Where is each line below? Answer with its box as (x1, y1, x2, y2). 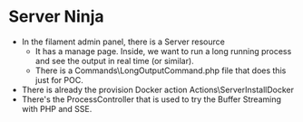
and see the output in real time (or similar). (34, 55, 194, 66)
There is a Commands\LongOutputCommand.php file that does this (34, 65, 287, 76)
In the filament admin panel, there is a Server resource (21, 36, 226, 47)
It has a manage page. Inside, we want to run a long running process (34, 45, 292, 56)
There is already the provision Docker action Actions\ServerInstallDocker (21, 84, 295, 95)
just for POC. (34, 74, 83, 85)
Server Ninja (8, 6, 105, 27)
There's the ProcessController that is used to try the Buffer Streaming (21, 93, 282, 105)
